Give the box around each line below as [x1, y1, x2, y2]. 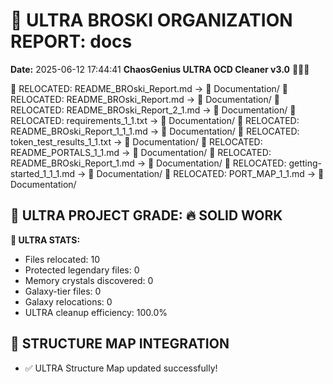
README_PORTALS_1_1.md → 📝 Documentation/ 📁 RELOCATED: [10, 146, 272, 158]
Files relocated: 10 [24, 253, 100, 265]
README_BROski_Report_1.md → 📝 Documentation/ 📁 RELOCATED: [10, 157, 287, 169]
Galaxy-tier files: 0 [24, 285, 102, 297]
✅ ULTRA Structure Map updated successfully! [24, 362, 218, 374]
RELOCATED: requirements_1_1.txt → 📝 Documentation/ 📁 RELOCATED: [10, 114, 300, 126]
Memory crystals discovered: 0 [24, 274, 154, 286]
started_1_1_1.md [10, 167, 76, 179]
